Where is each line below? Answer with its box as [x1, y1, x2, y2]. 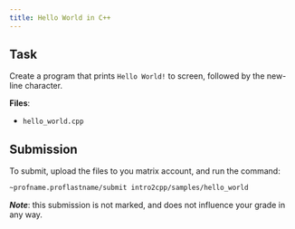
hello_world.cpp [22, 117, 84, 127]
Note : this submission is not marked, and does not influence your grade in [9, 200, 286, 211]
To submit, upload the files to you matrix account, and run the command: [9, 166, 281, 177]
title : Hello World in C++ [9, 13, 111, 23]
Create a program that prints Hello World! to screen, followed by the [9, 71, 265, 81]
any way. [9, 209, 43, 220]
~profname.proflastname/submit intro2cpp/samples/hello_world [9, 183, 249, 193]
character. [24, 81, 63, 91]
